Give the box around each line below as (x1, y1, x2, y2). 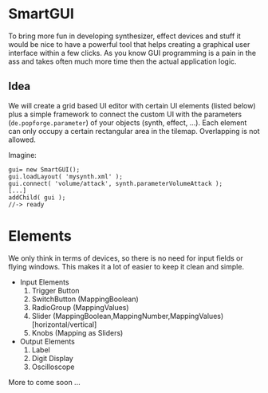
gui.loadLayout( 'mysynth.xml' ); (8, 172, 124, 180)
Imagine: (8, 150, 37, 159)
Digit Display (31, 353, 73, 363)
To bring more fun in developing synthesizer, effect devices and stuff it (8, 31, 241, 41)
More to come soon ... (8, 377, 81, 387)
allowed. (8, 135, 36, 144)
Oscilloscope (31, 362, 75, 371)
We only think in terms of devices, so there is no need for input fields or (8, 253, 243, 263)
